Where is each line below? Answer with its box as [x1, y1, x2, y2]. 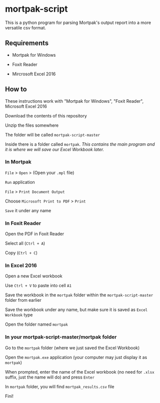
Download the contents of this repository [5, 112, 87, 118]
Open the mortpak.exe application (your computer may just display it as [5, 354, 147, 360]
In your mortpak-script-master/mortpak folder [5, 334, 117, 340]
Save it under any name [5, 207, 52, 213]
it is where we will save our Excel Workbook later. [5, 146, 105, 152]
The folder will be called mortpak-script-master [5, 132, 100, 137]
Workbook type [5, 312, 33, 318]
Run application [5, 179, 35, 185]
